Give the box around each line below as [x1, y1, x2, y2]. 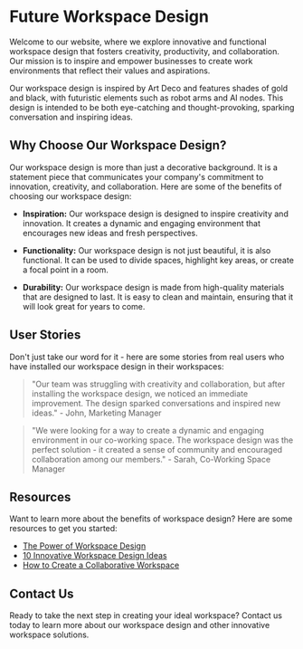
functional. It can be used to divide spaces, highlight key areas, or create [22, 254, 294, 265]
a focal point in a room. [22, 264, 109, 275]
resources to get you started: [9, 523, 118, 534]
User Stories [9, 328, 81, 343]
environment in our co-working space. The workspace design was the [31, 434, 294, 445]
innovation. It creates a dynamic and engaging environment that [22, 217, 260, 228]
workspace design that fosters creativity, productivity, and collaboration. [9, 45, 280, 56]
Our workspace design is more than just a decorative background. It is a [9, 161, 279, 173]
